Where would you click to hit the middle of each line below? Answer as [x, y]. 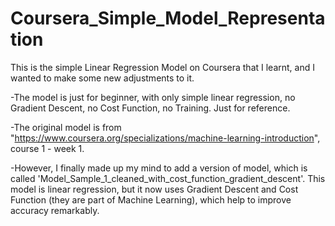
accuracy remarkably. [55, 210]
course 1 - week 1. [47, 148]
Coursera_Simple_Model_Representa [168, 18]
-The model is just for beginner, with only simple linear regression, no [153, 97]
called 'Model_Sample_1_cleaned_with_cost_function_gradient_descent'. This [168, 178]
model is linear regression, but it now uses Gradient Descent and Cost [154, 189]
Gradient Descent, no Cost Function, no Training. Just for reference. [150, 108]
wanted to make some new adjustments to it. [102, 78]
